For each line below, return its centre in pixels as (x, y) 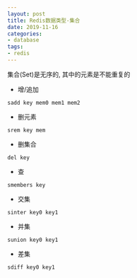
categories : (25, 34)
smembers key (26, 185)
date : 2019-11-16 (33, 27)
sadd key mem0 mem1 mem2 (44, 103)
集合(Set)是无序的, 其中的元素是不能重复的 (69, 74)
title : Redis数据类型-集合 (44, 21)
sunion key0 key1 (33, 240)
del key (19, 157)
